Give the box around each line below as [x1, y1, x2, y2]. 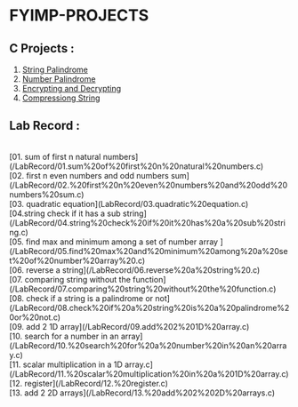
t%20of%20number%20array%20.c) [9, 255, 146, 266]
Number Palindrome [21, 74, 96, 84]
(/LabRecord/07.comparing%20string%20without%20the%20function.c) [9, 283, 277, 294]
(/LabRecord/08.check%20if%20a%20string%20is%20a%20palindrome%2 [9, 302, 290, 313]
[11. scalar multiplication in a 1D [9, 359, 123, 370]
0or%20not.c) [9, 312, 60, 323]
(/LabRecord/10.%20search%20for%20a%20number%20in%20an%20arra [9, 339, 287, 351]
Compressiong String [21, 92, 101, 103]
